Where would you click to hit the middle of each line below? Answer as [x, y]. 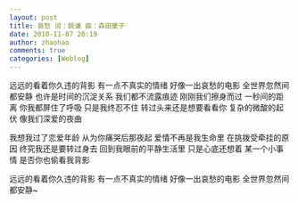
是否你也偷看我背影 [54, 160]
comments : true [37, 51]
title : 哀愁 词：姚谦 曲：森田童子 [67, 26]
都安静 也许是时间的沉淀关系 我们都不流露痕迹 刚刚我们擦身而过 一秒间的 [143, 96]
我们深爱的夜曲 [54, 118]
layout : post [33, 17]
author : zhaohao [39, 42]
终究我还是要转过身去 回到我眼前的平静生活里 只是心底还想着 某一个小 [148, 149]
